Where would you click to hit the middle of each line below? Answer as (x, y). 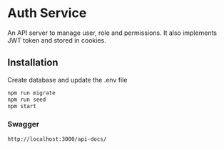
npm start (22, 106)
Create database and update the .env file (67, 80)
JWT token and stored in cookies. (57, 40)
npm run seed (27, 100)
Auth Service (47, 13)
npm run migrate (31, 93)
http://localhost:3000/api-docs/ (57, 139)
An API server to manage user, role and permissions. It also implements (112, 33)
